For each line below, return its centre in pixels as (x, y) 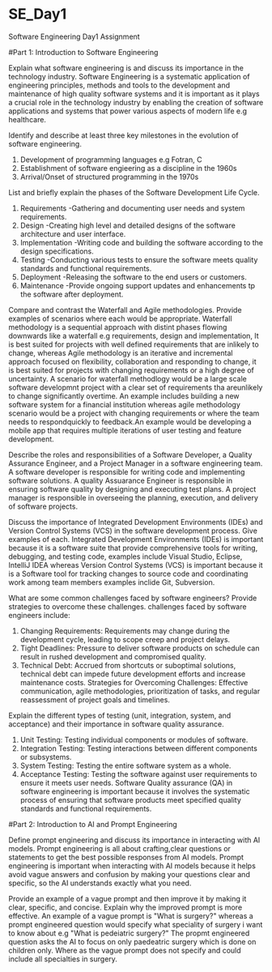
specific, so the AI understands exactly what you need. (100, 883)
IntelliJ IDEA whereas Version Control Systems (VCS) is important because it (136, 565)
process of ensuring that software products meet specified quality (130, 799)
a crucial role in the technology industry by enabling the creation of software (136, 102)
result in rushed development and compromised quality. (113, 656)
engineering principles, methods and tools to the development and (119, 85)
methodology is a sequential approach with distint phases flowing (118, 327)
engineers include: (39, 615)
